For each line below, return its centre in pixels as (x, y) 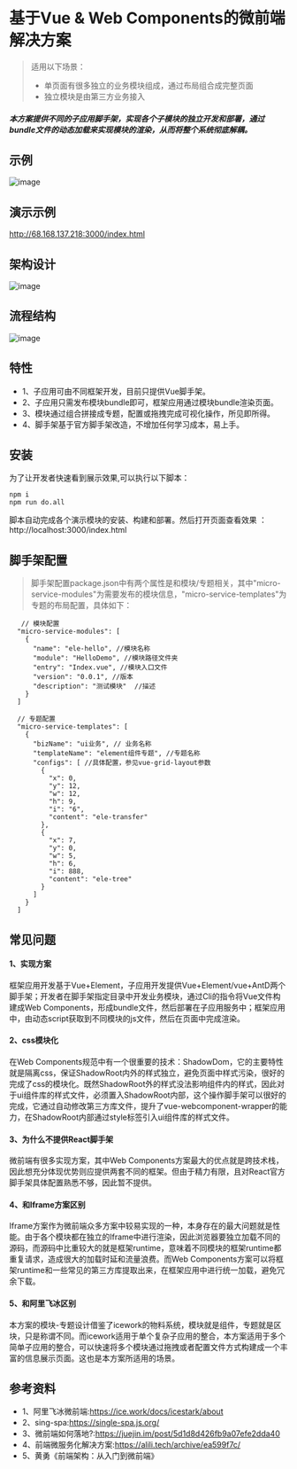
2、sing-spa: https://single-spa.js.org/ (91, 1423)
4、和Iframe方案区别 (47, 1204)
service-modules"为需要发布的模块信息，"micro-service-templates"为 (159, 594)
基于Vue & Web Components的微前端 (147, 18)
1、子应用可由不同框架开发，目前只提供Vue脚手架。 (116, 391)
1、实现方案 (30, 964)
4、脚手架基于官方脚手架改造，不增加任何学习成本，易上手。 (133, 424)
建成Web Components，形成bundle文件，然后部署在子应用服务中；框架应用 (147, 1007)
